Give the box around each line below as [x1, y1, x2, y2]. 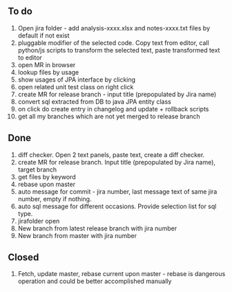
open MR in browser [17, 60, 76, 69]
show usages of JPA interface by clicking [17, 75, 136, 84]
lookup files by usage [17, 68, 79, 76]
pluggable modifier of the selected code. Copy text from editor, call [17, 38, 209, 47]
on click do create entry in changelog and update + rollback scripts [17, 104, 209, 113]
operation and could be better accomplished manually [17, 277, 172, 286]
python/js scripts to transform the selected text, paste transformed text [17, 46, 220, 54]
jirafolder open [17, 217, 60, 225]
